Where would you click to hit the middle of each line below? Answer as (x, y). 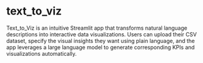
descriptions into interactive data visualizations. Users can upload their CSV (101, 34)
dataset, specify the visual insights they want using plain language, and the (101, 41)
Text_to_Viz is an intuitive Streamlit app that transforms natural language (97, 28)
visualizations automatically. (42, 53)
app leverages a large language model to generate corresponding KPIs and (101, 47)
